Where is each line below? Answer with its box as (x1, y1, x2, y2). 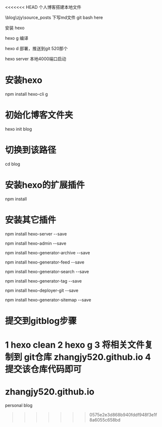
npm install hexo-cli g (5, 91, 48, 97)
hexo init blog (5, 126, 32, 132)
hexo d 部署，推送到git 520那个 (5, 46, 68, 51)
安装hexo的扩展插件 (5, 179, 85, 191)
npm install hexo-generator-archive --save (5, 249, 90, 255)
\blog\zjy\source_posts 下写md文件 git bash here (5, 15, 103, 20)
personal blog (5, 403, 33, 408)
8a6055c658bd (89, 417, 121, 423)
